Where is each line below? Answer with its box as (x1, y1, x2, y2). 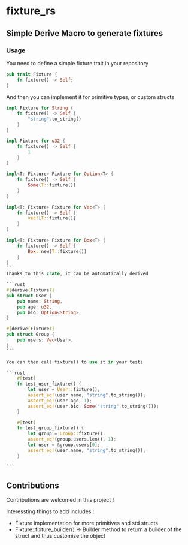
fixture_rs (6, 4, 56, 18)
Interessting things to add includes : (6, 508, 95, 515)
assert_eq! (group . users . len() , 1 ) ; (28, 436, 117, 442)
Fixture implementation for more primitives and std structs (14, 520, 159, 527)
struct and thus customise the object (14, 532, 106, 540)
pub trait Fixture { (6, 71, 58, 77)
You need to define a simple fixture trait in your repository (6, 59, 148, 67)
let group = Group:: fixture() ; (28, 430, 106, 437)
